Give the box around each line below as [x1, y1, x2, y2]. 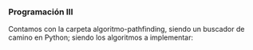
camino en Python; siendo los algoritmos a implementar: [8, 33, 194, 42]
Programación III [8, 6, 73, 17]
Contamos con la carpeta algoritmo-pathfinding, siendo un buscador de [8, 25, 245, 34]
